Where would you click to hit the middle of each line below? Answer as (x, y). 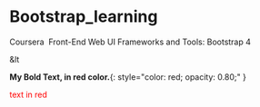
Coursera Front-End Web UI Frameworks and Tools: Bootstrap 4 (130, 42)
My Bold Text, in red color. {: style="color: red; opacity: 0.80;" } (128, 77)
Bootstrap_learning (84, 17)
